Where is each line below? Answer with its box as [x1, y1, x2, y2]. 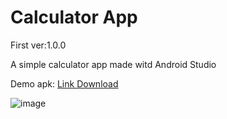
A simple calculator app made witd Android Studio [10, 58, 217, 70]
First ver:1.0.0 [10, 39, 67, 51]
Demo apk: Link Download [10, 77, 119, 90]
